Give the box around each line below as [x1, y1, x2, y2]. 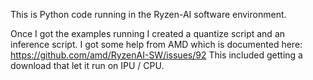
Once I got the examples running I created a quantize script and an [10, 28, 286, 39]
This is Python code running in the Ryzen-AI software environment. [10, 9, 287, 20]
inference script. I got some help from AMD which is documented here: [10, 39, 303, 50]
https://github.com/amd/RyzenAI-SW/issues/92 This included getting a [10, 49, 303, 61]
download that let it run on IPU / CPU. [10, 60, 165, 71]
